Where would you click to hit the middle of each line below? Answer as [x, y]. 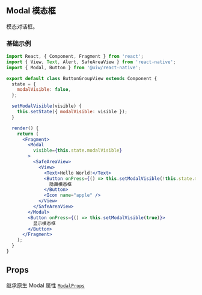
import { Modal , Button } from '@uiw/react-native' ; [74, 67]
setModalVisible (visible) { [47, 106]
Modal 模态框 [31, 11]
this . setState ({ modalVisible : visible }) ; [72, 112]
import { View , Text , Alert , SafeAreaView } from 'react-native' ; [91, 62]
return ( [28, 134]
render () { [25, 128]
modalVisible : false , [44, 90]
